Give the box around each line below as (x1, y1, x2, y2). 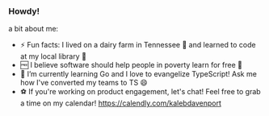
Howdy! (8, 6, 40, 17)
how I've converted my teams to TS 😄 (19, 78, 148, 88)
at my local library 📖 (19, 52, 87, 61)
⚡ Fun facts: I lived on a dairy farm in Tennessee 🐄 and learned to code (19, 40, 256, 50)
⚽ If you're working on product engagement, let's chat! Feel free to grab (19, 87, 261, 97)
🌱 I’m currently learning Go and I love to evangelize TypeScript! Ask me (19, 69, 257, 79)
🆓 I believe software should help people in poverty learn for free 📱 (19, 60, 242, 70)
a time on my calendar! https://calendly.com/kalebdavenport (19, 98, 222, 108)
